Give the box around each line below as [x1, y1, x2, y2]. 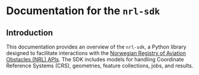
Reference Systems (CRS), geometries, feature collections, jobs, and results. [6, 62, 194, 69]
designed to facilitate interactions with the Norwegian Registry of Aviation [6, 50, 186, 57]
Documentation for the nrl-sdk [6, 4, 160, 18]
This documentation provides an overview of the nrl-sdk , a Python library [6, 43, 187, 50]
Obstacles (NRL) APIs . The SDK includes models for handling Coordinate [6, 56, 184, 63]
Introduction [6, 28, 53, 38]
